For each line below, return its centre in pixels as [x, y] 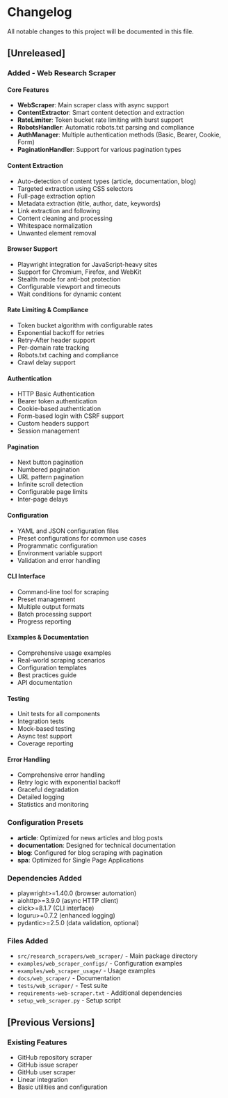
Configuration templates [52, 668]
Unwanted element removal [57, 233]
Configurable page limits [52, 492]
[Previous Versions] [51, 1022]
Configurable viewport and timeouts [69, 286]
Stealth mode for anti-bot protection [69, 279]
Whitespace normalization [55, 225]
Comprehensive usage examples [64, 653]
